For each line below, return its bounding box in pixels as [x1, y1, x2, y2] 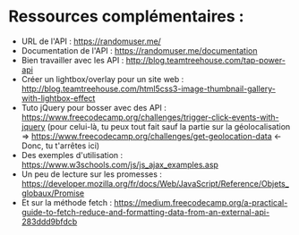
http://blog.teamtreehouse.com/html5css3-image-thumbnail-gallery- [21, 83, 277, 94]
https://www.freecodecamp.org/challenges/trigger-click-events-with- [21, 112, 279, 122]
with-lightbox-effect [21, 92, 96, 104]
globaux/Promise [21, 188, 85, 198]
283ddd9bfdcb [21, 216, 78, 227]
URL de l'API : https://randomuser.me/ [21, 36, 162, 46]
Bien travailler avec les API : [21, 55, 124, 65]
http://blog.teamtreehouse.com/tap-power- [125, 55, 286, 65]
